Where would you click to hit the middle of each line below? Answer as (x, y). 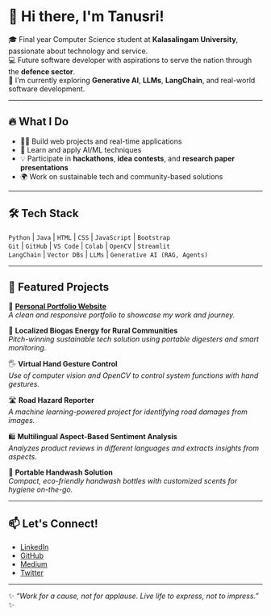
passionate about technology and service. (78, 51)
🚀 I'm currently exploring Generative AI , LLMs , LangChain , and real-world (132, 80)
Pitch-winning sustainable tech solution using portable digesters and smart (134, 339)
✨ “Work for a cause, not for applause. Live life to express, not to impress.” (134, 596)
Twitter (32, 573)
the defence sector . (42, 71)
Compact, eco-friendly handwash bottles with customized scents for (123, 481)
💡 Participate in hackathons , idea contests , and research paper (127, 158)
